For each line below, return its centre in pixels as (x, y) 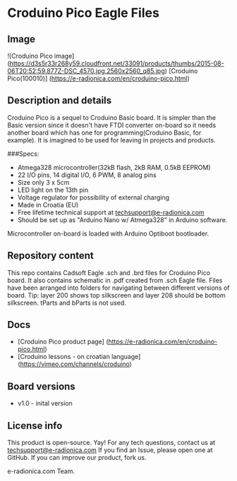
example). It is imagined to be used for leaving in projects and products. (112, 140)
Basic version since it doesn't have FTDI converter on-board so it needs (112, 125)
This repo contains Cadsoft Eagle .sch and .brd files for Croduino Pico (109, 272)
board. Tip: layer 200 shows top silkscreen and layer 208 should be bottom (116, 295)
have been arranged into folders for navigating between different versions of (119, 288)
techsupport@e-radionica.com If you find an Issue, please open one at (110, 450)
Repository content (50, 256)
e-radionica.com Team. (41, 471)
